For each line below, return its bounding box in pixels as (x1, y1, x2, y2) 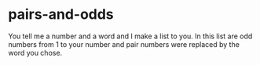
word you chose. (8, 48, 63, 57)
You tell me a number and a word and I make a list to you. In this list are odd (8, 31, 253, 41)
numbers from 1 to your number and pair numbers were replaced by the (8, 39, 240, 49)
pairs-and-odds (8, 5, 114, 23)
